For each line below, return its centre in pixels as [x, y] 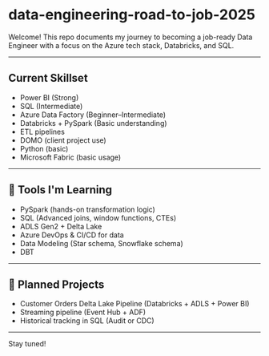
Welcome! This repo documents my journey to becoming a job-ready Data [130, 37]
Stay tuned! [27, 344]
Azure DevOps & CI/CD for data [72, 235]
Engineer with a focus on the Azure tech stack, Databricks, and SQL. [121, 45]
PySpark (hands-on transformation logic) [88, 209]
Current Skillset [48, 78]
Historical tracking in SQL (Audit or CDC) [87, 321]
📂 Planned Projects [56, 284]
